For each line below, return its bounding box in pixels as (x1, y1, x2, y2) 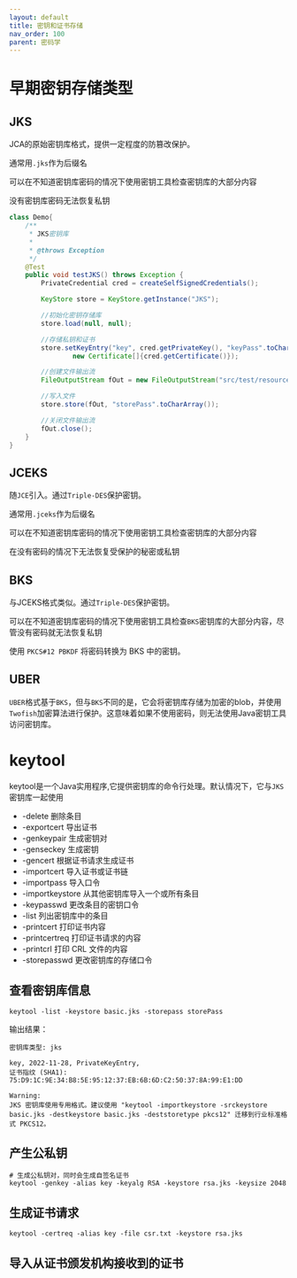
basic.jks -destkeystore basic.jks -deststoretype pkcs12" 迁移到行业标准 (9, 1110, 281, 1119)
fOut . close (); (41, 424, 93, 433)
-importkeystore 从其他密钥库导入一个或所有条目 (21, 887, 200, 899)
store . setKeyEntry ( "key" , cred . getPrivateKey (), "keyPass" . (41, 343, 267, 352)
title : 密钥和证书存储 (9, 21, 84, 30)
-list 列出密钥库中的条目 (21, 910, 109, 921)
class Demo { (9, 213, 53, 222)
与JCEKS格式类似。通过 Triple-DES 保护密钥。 (9, 597, 175, 608)
